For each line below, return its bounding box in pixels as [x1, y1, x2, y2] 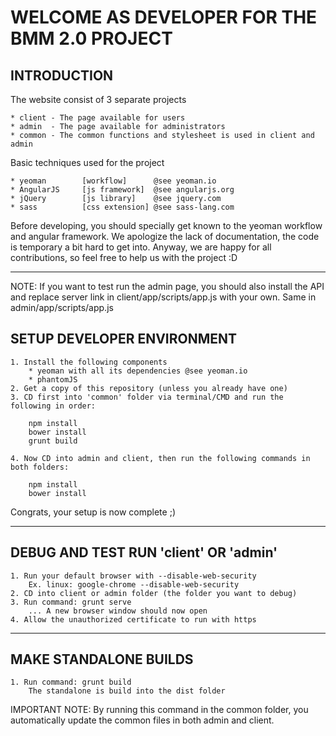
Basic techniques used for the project [10, 157, 165, 168]
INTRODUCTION [10, 67, 114, 84]
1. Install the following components [10, 357, 168, 367]
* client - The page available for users [10, 113, 186, 123]
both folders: [10, 462, 70, 472]
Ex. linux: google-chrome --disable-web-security [28, 579, 240, 590]
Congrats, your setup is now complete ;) [10, 506, 176, 518]
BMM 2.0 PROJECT [10, 27, 173, 50]
